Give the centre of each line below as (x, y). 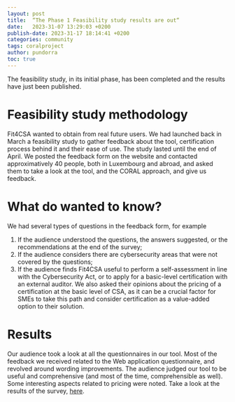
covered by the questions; (55, 262)
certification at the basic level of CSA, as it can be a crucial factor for (117, 291)
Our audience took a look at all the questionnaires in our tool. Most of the (112, 354)
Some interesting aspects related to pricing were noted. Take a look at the (114, 383)
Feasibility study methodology (98, 114)
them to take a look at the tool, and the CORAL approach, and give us (107, 171)
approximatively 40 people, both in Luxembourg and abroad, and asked (110, 163)
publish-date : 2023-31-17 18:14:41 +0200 (69, 33)
